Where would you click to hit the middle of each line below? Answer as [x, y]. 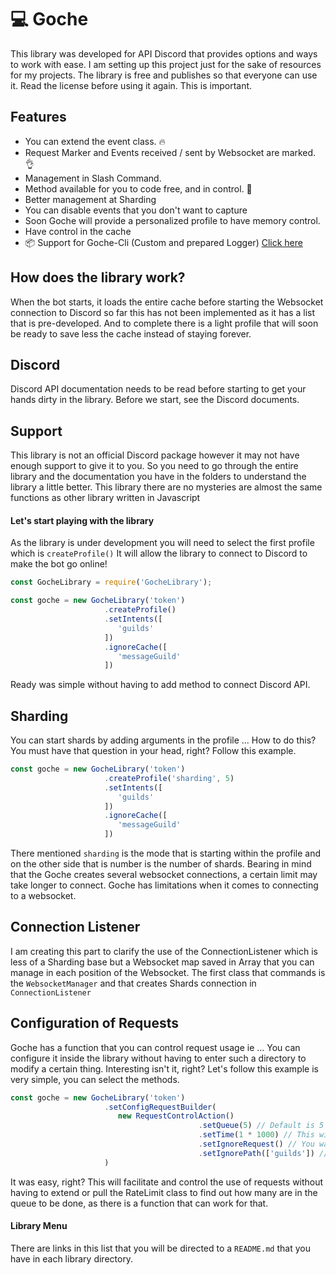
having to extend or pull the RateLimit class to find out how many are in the [164, 1192]
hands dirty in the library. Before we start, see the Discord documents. [155, 400]
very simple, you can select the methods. [95, 1079]
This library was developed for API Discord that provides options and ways [164, 53]
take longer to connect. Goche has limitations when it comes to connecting [164, 885]
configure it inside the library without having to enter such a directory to [158, 1058]
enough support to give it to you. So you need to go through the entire [154, 466]
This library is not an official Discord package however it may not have [155, 455]
